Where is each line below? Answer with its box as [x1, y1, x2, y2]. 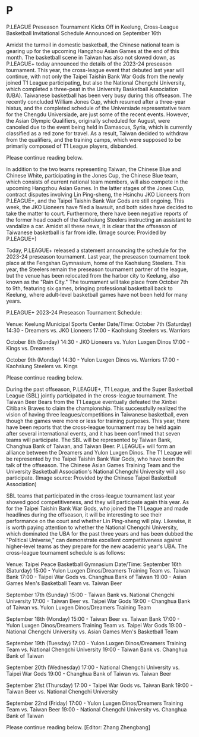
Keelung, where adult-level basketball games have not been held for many [6, 291, 188, 298]
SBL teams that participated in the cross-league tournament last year [6, 492, 175, 499]
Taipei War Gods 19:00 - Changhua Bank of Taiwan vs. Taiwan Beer [6, 670, 172, 677]
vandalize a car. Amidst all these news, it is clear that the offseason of [6, 222, 177, 229]
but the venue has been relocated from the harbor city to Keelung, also [6, 272, 180, 279]
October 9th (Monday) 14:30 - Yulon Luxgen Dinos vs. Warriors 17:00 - [6, 356, 179, 363]
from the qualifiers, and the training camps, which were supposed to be [6, 136, 181, 143]
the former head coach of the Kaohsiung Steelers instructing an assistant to [6, 216, 192, 223]
